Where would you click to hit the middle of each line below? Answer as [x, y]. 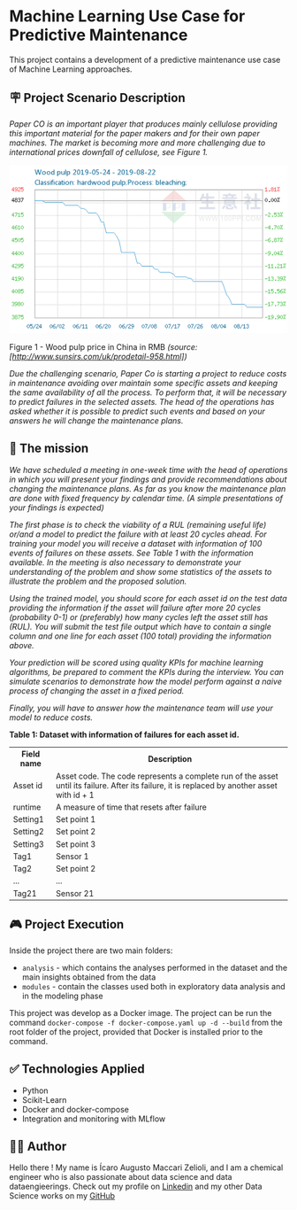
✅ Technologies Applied [77, 1069]
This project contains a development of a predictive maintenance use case [145, 59]
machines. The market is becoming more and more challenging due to [137, 143]
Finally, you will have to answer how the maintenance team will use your [141, 708]
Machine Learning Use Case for [127, 16]
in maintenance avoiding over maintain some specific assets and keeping [144, 383]
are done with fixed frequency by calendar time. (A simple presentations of [146, 498]
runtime [27, 807]
